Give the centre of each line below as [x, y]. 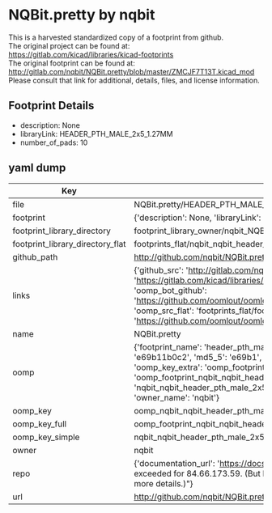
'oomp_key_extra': [168, 367]
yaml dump [37, 168]
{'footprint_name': [168, 347]
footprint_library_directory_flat [69, 244]
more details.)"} [163, 483]
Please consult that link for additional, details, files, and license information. [134, 80]
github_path [35, 256]
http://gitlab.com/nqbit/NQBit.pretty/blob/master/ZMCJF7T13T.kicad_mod [132, 71]
